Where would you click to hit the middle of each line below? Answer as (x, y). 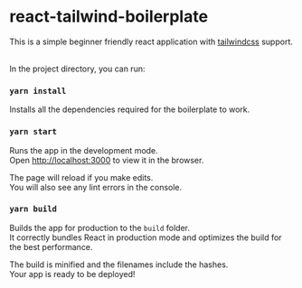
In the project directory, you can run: (77, 69)
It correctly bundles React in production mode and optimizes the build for (146, 237)
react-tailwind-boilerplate (109, 17)
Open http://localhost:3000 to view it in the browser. (107, 160)
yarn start (33, 132)
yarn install (38, 91)
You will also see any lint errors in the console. (96, 187)
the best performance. (51, 246)
